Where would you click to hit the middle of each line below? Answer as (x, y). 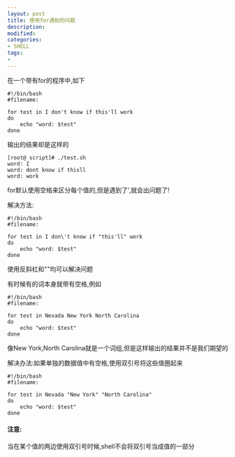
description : (26, 27)
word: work (23, 176)
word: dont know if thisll (47, 170)
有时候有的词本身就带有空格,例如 (54, 284)
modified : (22, 33)
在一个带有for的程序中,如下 (46, 80)
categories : (25, 40)
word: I (19, 164)
